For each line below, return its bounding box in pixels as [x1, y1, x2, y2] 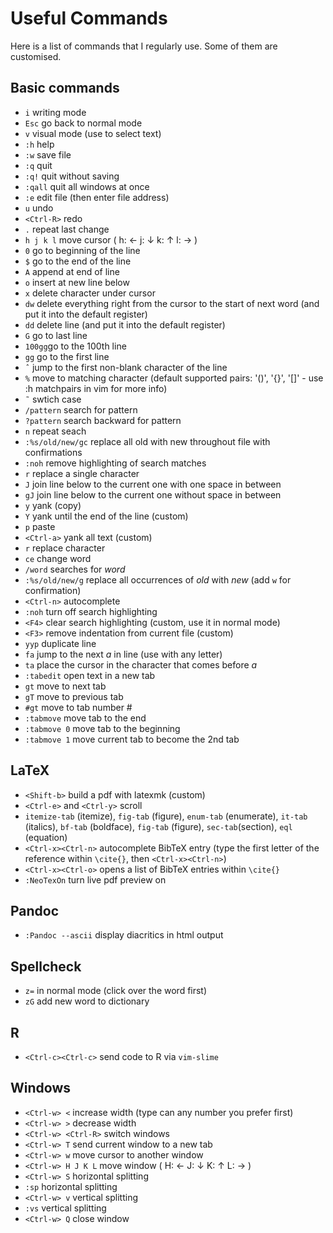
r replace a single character [24, 467, 140, 479]
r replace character [24, 542, 106, 554]
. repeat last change [24, 223, 110, 235]
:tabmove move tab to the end [24, 712, 147, 724]
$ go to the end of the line [24, 255, 132, 267]
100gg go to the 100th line [24, 340, 127, 352]
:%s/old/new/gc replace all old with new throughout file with [24, 435, 271, 447]
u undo [24, 202, 54, 214]
